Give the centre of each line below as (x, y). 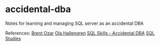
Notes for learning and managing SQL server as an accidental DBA (74, 23)
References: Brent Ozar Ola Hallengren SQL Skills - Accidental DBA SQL (80, 33)
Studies (13, 38)
